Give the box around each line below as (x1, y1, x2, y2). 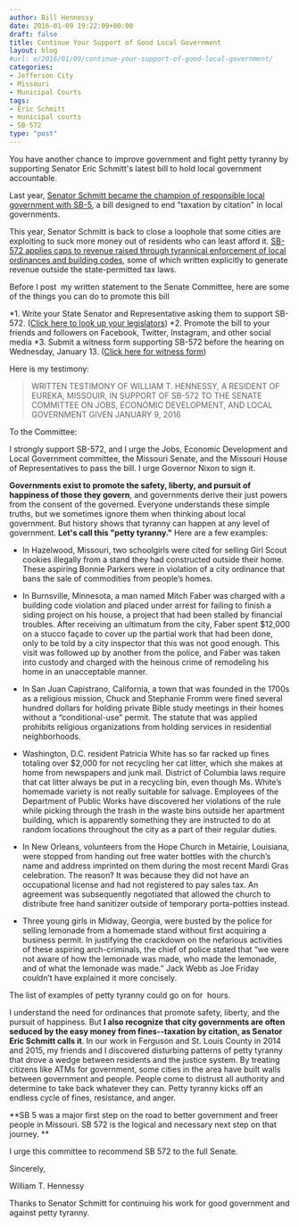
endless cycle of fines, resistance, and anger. (9, 1092, 177, 1103)
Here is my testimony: (9, 363, 89, 374)
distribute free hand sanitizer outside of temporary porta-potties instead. (21, 898, 290, 908)
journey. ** (9, 1128, 49, 1139)
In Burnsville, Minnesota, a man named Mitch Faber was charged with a (21, 590, 286, 601)
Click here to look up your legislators (29, 318, 165, 328)
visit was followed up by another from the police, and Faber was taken (21, 647, 281, 658)
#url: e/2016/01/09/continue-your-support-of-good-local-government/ (9, 54, 274, 63)
